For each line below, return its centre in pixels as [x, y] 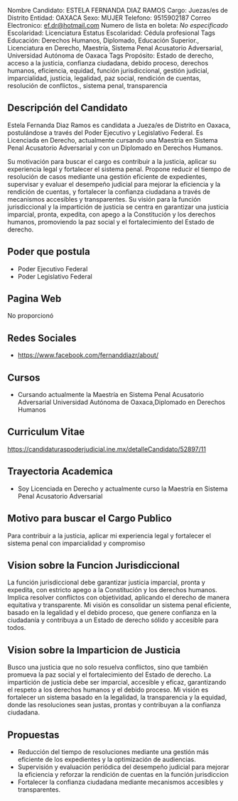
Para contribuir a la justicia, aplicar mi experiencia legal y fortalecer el [109, 535]
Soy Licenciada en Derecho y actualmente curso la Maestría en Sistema [123, 489]
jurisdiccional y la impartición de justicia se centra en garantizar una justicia [118, 207]
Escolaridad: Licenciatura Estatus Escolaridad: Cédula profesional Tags [111, 33]
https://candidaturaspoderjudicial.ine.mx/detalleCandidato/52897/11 [107, 449]
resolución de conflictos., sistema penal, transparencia [87, 86]
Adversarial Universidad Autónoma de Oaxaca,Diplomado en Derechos [121, 402]
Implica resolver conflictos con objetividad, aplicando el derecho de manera [118, 598]
